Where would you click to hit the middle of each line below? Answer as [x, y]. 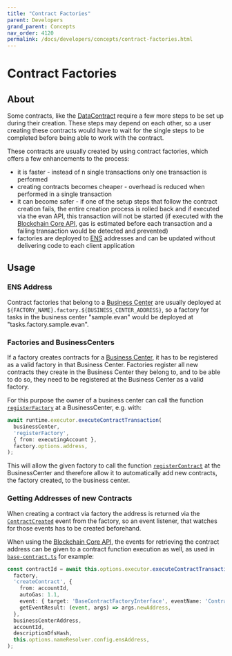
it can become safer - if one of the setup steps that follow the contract [117, 202]
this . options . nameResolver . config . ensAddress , [81, 640]
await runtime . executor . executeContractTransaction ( [85, 420]
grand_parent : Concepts [41, 26]
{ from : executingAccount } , [55, 440]
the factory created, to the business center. [69, 480]
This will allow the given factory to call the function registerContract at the [114, 466]
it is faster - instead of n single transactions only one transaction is [112, 172]
